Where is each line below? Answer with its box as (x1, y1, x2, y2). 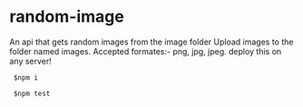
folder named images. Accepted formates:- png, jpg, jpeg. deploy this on (9, 45, 282, 56)
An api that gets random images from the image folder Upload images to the (9, 36, 294, 47)
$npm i (13, 73, 39, 83)
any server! (9, 55, 52, 66)
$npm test (13, 89, 51, 98)
